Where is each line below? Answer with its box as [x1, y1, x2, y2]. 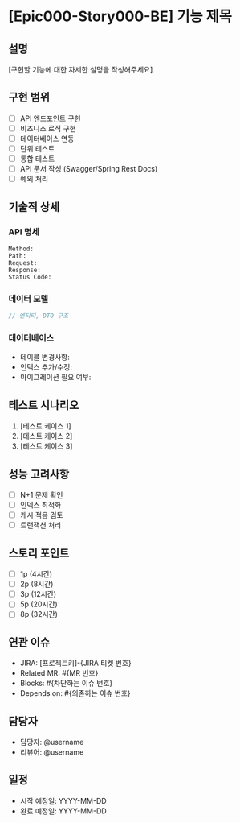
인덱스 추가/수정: [19, 362, 72, 372]
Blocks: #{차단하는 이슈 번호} [19, 678, 113, 689]
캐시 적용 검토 [19, 511, 63, 520]
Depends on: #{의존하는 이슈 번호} [19, 689, 131, 698]
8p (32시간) [19, 610, 59, 619]
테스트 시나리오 [8, 398, 79, 411]
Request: [8, 258, 38, 267]
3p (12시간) [19, 589, 57, 599]
